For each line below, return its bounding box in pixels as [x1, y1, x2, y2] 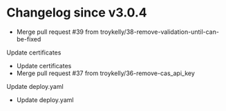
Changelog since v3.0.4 [6, 5, 147, 21]
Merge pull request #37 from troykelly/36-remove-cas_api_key [16, 69, 195, 77]
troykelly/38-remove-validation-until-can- [100, 28, 219, 36]
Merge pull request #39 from [16, 28, 100, 36]
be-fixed [16, 34, 41, 43]
